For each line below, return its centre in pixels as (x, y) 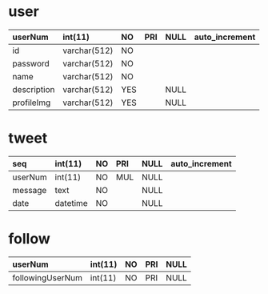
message (30, 190)
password (31, 63)
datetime (71, 203)
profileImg (32, 103)
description (34, 89)
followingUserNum (47, 277)
